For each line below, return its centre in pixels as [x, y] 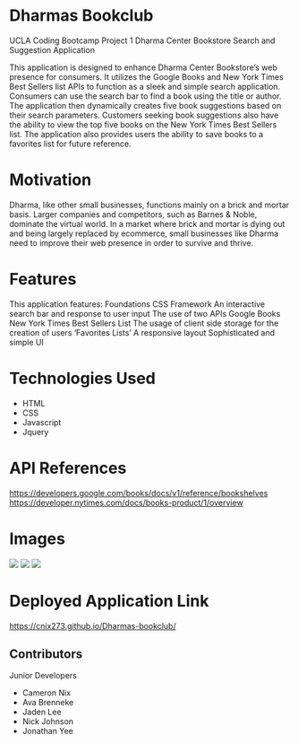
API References [68, 468]
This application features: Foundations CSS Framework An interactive [137, 304]
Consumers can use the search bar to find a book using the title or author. [145, 96]
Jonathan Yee [47, 731]
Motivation [51, 180]
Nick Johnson [48, 721]
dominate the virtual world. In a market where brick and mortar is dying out [147, 223]
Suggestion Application [52, 49]
